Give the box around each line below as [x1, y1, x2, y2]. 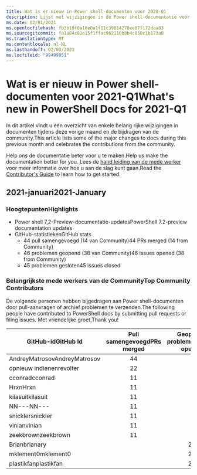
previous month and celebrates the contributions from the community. [6, 140, 176, 147]
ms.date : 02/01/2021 [6, 19, 57, 25]
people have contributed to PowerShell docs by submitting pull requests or [6, 310, 186, 317]
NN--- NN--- [9, 402, 50, 410]
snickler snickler [9, 412, 53, 420]
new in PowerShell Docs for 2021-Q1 [6, 102, 186, 116]
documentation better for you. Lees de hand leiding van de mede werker [6, 158, 181, 165]
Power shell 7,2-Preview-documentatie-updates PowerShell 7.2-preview [14, 218, 188, 226]
